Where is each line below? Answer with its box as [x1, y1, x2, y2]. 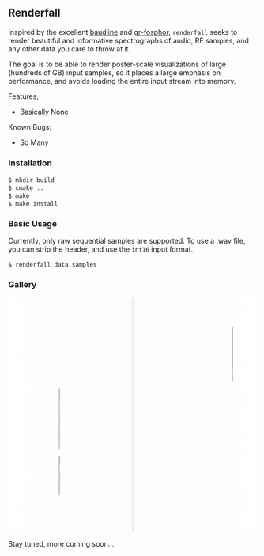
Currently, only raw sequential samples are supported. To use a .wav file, [8, 236, 246, 246]
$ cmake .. [8, 184, 44, 192]
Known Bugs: [8, 122, 51, 131]
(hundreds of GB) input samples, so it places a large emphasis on [8, 67, 221, 78]
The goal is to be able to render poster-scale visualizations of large [8, 59, 227, 69]
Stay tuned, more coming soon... [8, 539, 115, 549]
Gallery [8, 279, 37, 290]
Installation [8, 157, 53, 168]
